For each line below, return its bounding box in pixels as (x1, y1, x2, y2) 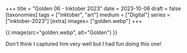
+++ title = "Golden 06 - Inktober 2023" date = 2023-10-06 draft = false (5, 5, 181, 12)
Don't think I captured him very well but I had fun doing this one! (5, 41, 162, 47)
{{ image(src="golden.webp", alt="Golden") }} (5, 29, 117, 36)
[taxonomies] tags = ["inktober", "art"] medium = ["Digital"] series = (5, 11, 170, 18)
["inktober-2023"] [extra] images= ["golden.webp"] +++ (5, 18, 143, 24)
